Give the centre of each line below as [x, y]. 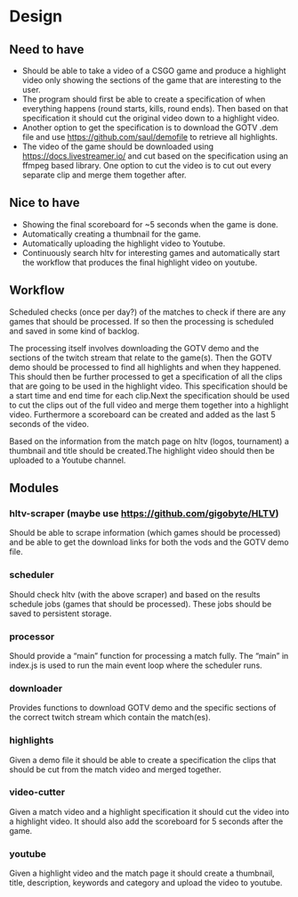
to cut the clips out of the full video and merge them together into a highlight [149, 405]
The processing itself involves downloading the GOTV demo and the [134, 348]
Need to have [47, 49]
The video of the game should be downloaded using [118, 146]
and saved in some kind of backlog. [74, 331]
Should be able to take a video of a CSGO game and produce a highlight [154, 70]
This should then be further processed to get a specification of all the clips [146, 376]
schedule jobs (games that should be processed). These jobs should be [141, 604]
